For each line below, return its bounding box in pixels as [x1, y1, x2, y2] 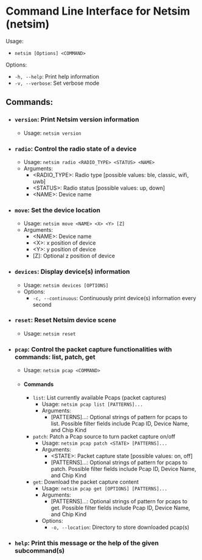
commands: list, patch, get [14, 353, 96, 361]
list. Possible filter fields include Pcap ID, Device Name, [50, 420, 190, 428]
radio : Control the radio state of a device [14, 145, 137, 153]
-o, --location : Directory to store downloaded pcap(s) [50, 523, 190, 531]
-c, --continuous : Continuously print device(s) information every [32, 294, 197, 301]
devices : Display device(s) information [14, 267, 130, 276]
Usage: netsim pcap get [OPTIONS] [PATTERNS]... [41, 485, 168, 492]
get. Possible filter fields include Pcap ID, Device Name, [50, 504, 190, 512]
